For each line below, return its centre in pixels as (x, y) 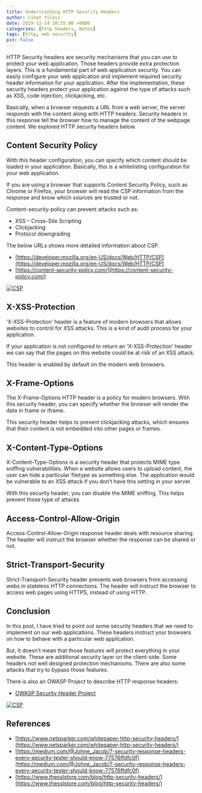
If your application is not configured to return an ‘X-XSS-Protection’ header (99, 346)
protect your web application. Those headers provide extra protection (93, 63)
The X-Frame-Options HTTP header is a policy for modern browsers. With (98, 398)
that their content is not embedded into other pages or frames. (84, 429)
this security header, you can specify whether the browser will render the (97, 404)
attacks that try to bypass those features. (57, 669)
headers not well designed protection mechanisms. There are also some (96, 663)
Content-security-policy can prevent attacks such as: (72, 209)
